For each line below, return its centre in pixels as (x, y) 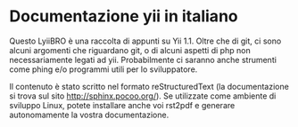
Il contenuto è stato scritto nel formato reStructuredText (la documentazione (149, 86)
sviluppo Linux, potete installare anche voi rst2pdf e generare (122, 105)
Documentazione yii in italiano (124, 16)
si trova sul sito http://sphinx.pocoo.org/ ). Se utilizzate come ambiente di (143, 96)
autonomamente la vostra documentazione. (89, 115)
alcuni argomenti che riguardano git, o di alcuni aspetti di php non (130, 50)
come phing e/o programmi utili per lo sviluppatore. (103, 69)
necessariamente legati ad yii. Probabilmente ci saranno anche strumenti (143, 60)
